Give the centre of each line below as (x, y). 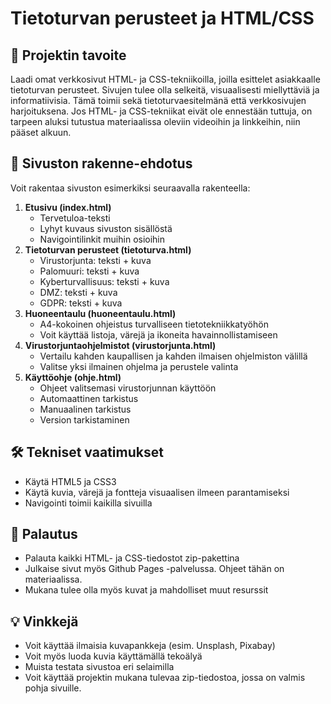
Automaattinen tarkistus (89, 398)
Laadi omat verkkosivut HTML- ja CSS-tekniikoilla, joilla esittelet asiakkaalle (165, 79)
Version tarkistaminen (84, 419)
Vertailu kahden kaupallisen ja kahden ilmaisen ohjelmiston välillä (173, 356)
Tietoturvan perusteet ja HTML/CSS (162, 18)
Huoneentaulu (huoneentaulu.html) (100, 313)
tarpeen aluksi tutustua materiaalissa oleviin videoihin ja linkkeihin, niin (155, 121)
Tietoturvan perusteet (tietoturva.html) (108, 249)
